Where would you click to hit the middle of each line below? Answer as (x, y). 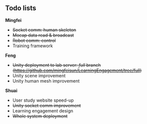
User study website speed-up (43, 100)
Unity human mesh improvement (46, 81)
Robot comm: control (34, 40)
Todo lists (21, 8)
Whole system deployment (40, 116)
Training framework (33, 46)
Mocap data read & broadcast (43, 35)
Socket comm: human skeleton (44, 30)
